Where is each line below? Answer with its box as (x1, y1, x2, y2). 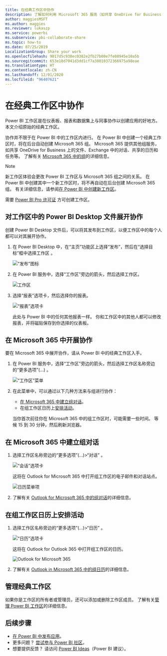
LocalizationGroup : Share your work (5, 49, 81, 54)
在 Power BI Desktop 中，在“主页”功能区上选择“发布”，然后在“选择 (12, 243, 149, 250)
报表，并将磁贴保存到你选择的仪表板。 (12, 320, 91, 326)
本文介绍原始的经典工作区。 (5, 123, 62, 130)
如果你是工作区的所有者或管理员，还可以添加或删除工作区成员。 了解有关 (5, 597, 155, 603)
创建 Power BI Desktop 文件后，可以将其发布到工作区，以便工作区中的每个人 (5, 227, 163, 233)
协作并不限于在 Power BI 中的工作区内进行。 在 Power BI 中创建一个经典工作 (5, 134, 162, 140)
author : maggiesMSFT (5, 16, 48, 21)
